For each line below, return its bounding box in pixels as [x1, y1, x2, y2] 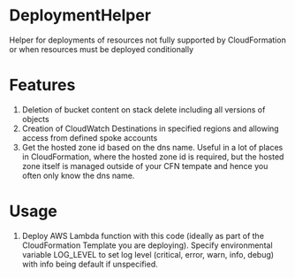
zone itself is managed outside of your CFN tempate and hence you [21, 160, 269, 171]
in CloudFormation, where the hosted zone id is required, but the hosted [21, 151, 284, 162]
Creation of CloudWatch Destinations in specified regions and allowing [21, 123, 280, 134]
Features [9, 75, 76, 96]
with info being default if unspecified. [21, 259, 158, 269]
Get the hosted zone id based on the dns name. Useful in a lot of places [21, 142, 284, 152]
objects [21, 113, 50, 124]
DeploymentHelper [9, 5, 152, 26]
